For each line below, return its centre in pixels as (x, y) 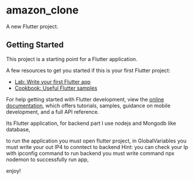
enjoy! (14, 171)
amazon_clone (42, 10)
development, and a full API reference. (53, 111)
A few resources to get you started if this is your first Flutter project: (88, 70)
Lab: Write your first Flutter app (53, 81)
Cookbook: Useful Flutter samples (56, 88)
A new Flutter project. (32, 26)
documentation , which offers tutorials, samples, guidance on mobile (88, 106)
